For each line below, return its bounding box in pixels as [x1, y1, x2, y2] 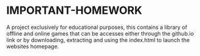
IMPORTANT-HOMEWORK [6, 4, 143, 17]
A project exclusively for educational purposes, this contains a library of [6, 23, 188, 31]
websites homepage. [6, 43, 59, 50]
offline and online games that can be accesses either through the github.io [6, 30, 194, 37]
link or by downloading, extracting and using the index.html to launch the [6, 36, 190, 43]
